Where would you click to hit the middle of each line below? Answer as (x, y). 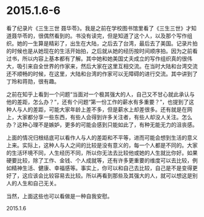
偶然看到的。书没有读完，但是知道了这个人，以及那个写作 (115, 36)
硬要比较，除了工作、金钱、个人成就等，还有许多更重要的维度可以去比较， (99, 160)
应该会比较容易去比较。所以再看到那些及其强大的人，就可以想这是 (110, 175)
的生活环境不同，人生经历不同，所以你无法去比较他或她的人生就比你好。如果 (102, 153)
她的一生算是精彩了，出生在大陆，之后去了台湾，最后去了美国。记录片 (104, 43)
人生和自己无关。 (38, 183)
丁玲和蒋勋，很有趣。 (33, 81)
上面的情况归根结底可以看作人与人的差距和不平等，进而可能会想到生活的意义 (102, 137)
